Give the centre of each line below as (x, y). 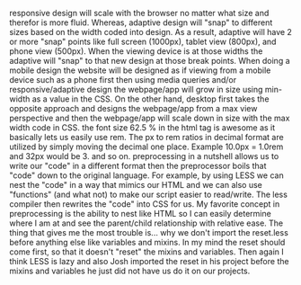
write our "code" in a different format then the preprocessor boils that (138, 166)
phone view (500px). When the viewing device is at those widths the (136, 51)
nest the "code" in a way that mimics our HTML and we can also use (136, 185)
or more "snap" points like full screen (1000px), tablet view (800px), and (143, 41)
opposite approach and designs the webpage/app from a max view (133, 108)
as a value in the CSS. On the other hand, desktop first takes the (150, 99)
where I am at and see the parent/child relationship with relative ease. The (146, 223)
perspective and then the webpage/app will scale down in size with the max (150, 118)
